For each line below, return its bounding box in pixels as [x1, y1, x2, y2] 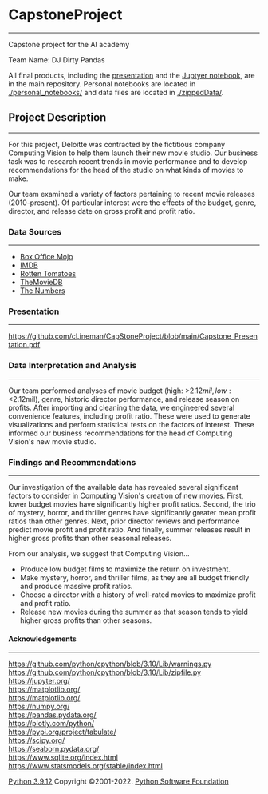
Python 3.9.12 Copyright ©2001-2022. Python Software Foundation [8, 776, 229, 786]
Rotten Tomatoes [19, 269, 77, 279]
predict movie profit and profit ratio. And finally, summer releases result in [8, 524, 251, 534]
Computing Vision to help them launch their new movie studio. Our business [8, 148, 258, 158]
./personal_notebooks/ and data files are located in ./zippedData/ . [8, 87, 224, 97]
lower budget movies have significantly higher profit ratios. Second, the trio [8, 499, 257, 509]
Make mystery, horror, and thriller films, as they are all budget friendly [19, 572, 250, 582]
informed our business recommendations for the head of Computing [8, 428, 233, 438]
